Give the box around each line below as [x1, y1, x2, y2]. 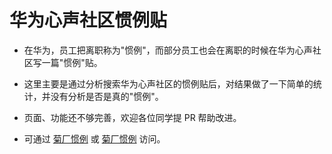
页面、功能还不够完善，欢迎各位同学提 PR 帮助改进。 [23, 111, 242, 123]
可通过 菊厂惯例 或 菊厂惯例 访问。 [23, 132, 166, 145]
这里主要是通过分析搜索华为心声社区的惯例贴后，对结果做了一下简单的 [23, 77, 314, 90]
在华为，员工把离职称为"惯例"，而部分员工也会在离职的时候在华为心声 [23, 44, 313, 56]
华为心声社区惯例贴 [9, 9, 168, 32]
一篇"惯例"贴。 [41, 56, 103, 68]
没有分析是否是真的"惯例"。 [50, 90, 164, 102]
